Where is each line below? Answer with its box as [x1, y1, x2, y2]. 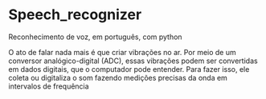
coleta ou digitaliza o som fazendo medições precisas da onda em [8, 73, 227, 82]
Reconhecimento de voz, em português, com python [8, 32, 182, 42]
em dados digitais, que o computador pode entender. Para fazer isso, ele [8, 64, 250, 73]
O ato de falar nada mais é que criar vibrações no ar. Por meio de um [8, 47, 237, 57]
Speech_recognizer [8, 6, 142, 24]
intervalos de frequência [8, 81, 90, 91]
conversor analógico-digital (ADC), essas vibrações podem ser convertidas [8, 56, 259, 65]
